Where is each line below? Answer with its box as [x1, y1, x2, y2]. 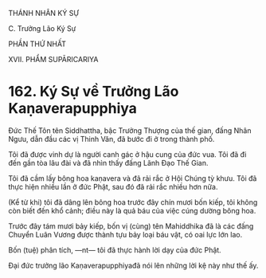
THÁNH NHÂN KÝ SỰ [8, 9, 80, 18]
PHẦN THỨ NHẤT [8, 39, 66, 49]
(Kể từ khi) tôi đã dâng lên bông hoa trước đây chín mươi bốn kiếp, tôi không [8, 197, 258, 207]
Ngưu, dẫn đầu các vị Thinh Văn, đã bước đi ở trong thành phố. [8, 134, 215, 143]
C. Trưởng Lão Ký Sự [8, 24, 76, 33]
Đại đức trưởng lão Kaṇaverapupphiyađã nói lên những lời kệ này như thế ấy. [8, 260, 259, 270]
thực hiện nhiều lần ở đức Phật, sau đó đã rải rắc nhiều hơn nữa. [8, 182, 218, 191]
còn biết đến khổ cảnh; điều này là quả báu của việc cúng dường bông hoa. [8, 206, 256, 215]
